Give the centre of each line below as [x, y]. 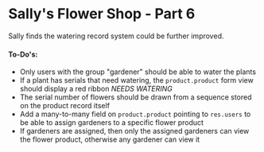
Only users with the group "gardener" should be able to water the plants [138, 72]
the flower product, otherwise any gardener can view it [110, 139]
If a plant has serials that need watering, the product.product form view [137, 80]
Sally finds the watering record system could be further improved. [116, 36]
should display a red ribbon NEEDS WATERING [96, 89]
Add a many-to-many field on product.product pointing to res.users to [135, 114]
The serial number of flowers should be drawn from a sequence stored [136, 97]
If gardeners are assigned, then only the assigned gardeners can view [134, 131]
